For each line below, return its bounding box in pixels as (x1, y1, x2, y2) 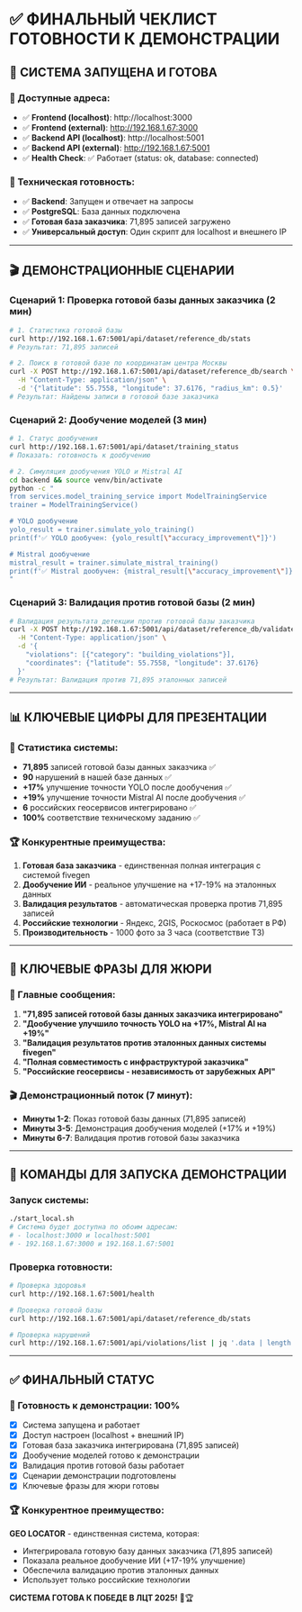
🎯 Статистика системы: (9, 741, 119, 754)
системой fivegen (22, 869, 91, 880)
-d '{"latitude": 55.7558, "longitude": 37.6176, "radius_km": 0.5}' (17, 384, 283, 394)
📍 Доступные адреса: (9, 91, 111, 104)
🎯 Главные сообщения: (9, 988, 116, 1001)
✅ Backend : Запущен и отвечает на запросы (22, 196, 194, 207)
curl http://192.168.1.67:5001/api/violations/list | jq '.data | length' (9, 1338, 296, 1348)
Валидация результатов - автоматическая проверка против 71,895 (22, 898, 283, 909)
